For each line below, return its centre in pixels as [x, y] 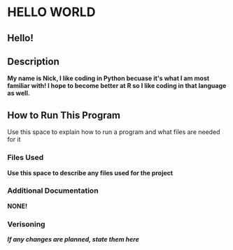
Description [33, 61]
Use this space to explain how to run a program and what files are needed [114, 132]
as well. [19, 93]
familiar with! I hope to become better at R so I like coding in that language [117, 86]
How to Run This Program [64, 115]
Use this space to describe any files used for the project [90, 172]
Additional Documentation [53, 191]
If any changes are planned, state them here [73, 240]
